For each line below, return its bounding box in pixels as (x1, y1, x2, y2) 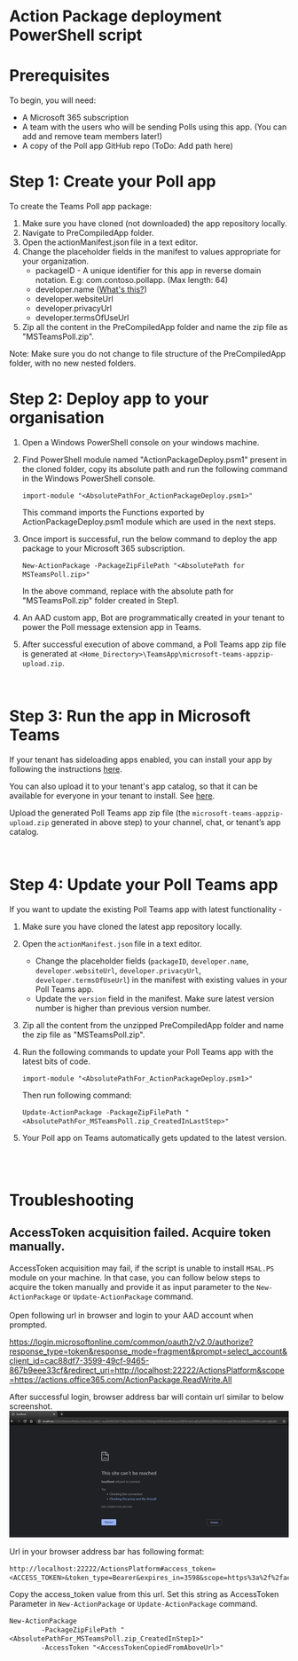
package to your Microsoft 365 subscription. (21, 543, 185, 554)
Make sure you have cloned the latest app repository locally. (21, 921, 242, 932)
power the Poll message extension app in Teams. (21, 622, 202, 632)
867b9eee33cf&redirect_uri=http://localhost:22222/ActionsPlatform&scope (9, 1365, 286, 1375)
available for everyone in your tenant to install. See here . (9, 790, 216, 800)
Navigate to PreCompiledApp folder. (21, 228, 154, 239)
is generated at (21, 649, 78, 658)
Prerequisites (9, 66, 111, 86)
